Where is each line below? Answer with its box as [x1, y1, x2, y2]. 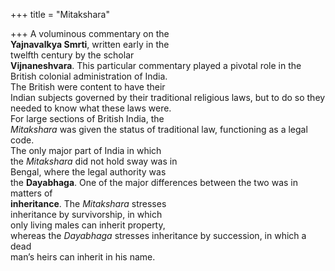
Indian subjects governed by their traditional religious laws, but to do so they [10, 92, 326, 103]
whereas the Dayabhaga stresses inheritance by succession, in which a [10, 230, 307, 241]
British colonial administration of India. [10, 70, 168, 82]
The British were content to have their [10, 81, 166, 93]
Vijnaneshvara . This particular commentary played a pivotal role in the [10, 60, 302, 71]
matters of [10, 187, 53, 199]
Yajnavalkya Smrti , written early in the [10, 39, 170, 50]
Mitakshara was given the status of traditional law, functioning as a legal [10, 124, 308, 135]
